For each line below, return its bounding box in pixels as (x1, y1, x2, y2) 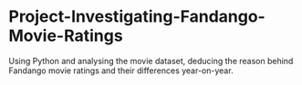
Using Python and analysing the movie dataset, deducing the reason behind (8, 55, 294, 66)
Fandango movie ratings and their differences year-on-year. (8, 65, 234, 76)
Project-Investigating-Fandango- (8, 6, 266, 27)
